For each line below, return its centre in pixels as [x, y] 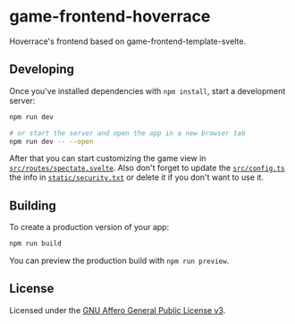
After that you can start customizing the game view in [108, 158]
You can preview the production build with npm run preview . [119, 260]
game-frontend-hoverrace [110, 17]
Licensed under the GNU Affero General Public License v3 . [118, 310]
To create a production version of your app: [89, 227]
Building [33, 205]
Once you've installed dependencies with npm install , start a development [147, 90]
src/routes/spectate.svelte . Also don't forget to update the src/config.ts [147, 168]
